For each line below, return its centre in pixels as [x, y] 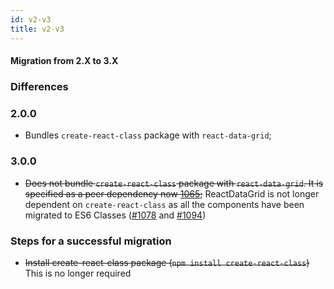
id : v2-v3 [31, 19]
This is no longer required [78, 273]
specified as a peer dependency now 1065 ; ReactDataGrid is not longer [172, 193]
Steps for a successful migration [91, 241]
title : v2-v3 [37, 29]
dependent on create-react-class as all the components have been [164, 204]
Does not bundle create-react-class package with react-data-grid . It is [174, 183]
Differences [39, 87]
